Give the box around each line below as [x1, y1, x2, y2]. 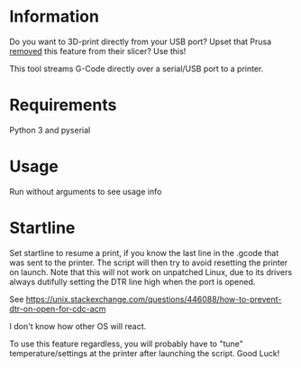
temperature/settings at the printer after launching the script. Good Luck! [9, 347, 280, 358]
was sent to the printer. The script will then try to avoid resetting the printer [9, 257, 288, 268]
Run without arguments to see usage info [9, 186, 162, 197]
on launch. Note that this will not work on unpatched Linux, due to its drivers [9, 266, 293, 277]
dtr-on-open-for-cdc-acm [9, 303, 106, 314]
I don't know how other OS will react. [9, 320, 147, 331]
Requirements [9, 95, 117, 115]
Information [9, 6, 99, 27]
